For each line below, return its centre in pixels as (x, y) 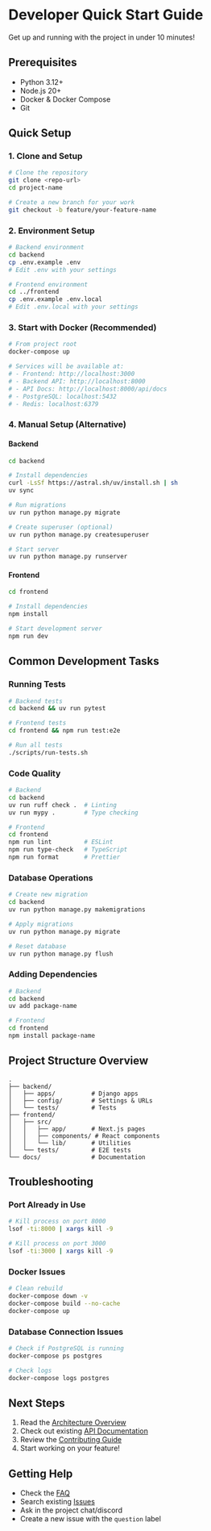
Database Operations (51, 877)
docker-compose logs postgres (59, 1378)
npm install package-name (52, 1036)
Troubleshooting (51, 1182)
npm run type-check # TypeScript (68, 850)
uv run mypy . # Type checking (73, 813)
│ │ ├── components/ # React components (84, 1136)
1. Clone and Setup (46, 157)
